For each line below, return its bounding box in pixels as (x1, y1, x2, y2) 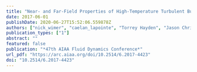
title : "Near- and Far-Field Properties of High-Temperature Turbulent (6, 8, 185, 15)
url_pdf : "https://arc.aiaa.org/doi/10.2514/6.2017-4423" (6, 52, 151, 57)
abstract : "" (6, 35, 38, 41)
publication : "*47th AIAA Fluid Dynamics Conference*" (6, 46, 143, 52)
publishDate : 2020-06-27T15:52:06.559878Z (6, 19, 111, 25)
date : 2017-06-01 (6, 14, 49, 20)
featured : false (6, 41, 46, 47)
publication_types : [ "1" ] (6, 30, 69, 36)
